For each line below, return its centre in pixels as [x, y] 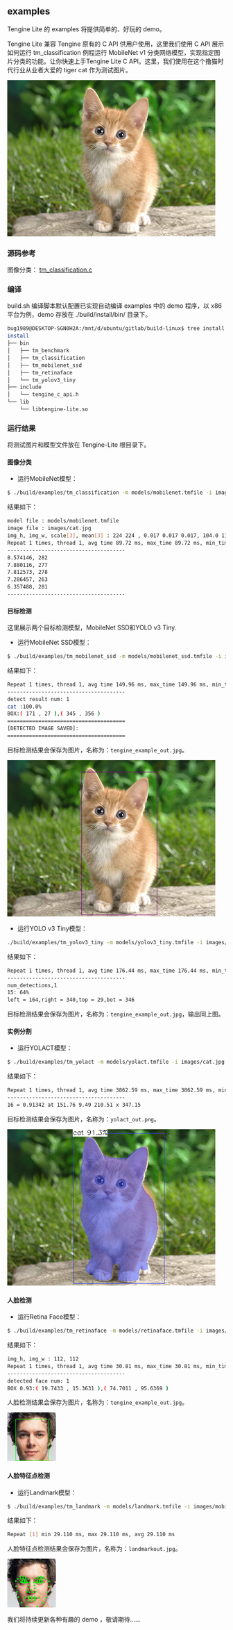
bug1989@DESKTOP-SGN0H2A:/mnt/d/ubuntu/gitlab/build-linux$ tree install [116, 329]
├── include [24, 387]
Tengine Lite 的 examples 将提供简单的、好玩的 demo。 [86, 29]
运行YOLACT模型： [45, 1048]
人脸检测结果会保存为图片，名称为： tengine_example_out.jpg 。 [98, 1402]
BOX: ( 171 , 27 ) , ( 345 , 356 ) [54, 714]
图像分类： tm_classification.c [50, 270]
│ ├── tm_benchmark [38, 351]
